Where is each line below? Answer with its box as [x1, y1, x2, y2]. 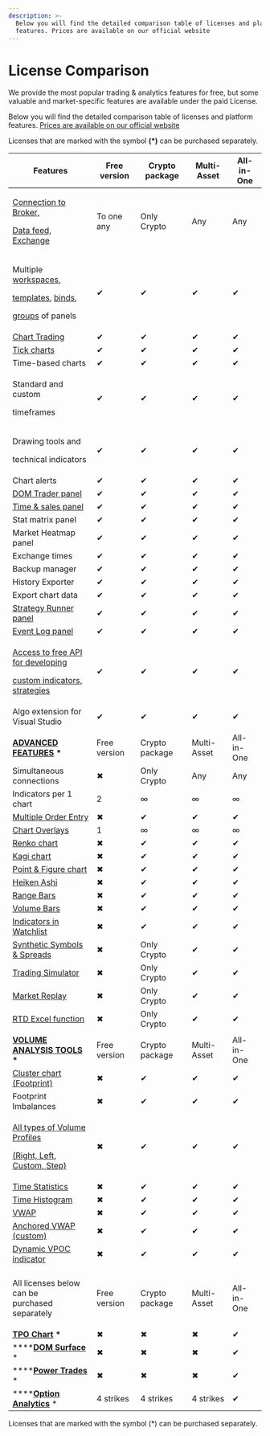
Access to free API [12, 647, 83, 658]
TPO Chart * [12, 1329, 62, 1340]
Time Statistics [12, 1181, 68, 1193]
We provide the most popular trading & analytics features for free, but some [8, 88, 259, 97]
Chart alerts [12, 475, 57, 486]
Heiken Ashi [12, 877, 58, 888]
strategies [12, 685, 51, 696]
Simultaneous [12, 765, 64, 776]
